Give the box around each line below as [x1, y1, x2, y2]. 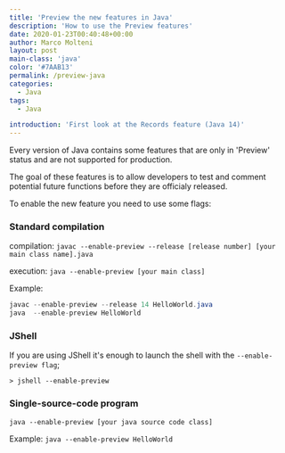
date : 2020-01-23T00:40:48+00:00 [9, 29, 134, 38]
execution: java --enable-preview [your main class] [9, 266, 206, 276]
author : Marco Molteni [9, 37, 94, 47]
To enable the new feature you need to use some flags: [9, 198, 212, 210]
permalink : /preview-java [9, 71, 105, 80]
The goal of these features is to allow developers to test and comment [9, 171, 266, 183]
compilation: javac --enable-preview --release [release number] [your [9, 241, 276, 251]
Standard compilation [9, 220, 105, 233]
